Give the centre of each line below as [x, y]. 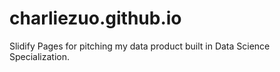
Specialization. [40, 56]
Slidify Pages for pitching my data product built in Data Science [140, 46]
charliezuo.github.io [95, 18]
